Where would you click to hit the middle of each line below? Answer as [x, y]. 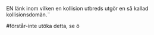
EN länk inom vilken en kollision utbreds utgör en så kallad [77, 8]
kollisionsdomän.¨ [28, 15]
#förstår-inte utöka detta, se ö [43, 26]
